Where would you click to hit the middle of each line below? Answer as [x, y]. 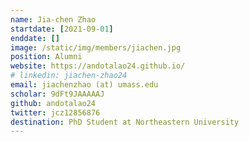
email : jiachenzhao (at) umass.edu [84, 85]
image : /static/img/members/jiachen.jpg [96, 47]
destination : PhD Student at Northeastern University [125, 122]
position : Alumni [46, 57]
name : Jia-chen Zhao [53, 19]
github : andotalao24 [53, 103]
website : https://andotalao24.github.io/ [98, 66]
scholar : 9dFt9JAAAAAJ [57, 94]
